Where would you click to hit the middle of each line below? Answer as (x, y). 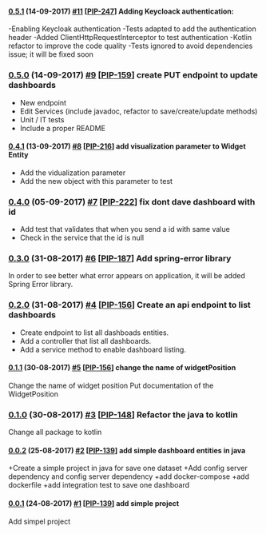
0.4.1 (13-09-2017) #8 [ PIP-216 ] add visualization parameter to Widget (127, 146)
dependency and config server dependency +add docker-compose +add (129, 476)
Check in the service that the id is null (82, 237)
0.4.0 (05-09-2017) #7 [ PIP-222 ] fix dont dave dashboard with (132, 201)
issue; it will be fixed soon (51, 54)
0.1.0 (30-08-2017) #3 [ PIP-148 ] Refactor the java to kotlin (123, 414)
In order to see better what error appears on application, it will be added (127, 276)
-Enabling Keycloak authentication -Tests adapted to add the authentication (133, 29)
